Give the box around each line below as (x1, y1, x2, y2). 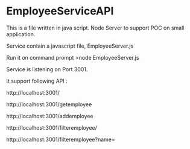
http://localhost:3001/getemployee (6, 101, 92, 108)
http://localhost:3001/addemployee (6, 112, 93, 119)
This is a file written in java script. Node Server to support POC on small (6, 24, 185, 31)
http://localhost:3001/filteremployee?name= (6, 136, 116, 143)
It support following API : (6, 77, 68, 84)
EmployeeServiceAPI (6, 4, 114, 18)
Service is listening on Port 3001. (6, 65, 88, 73)
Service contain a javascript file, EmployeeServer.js (6, 42, 134, 49)
